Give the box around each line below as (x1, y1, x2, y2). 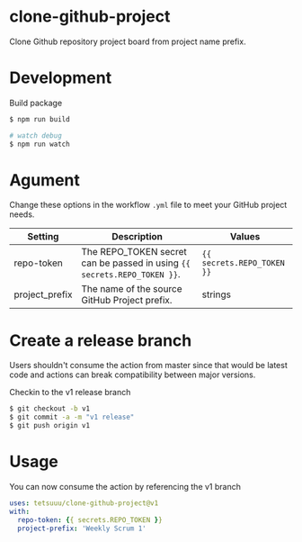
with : (9, 507, 30, 516)
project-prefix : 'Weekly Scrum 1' (17, 524, 147, 533)
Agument (9, 169, 81, 190)
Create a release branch (9, 330, 192, 350)
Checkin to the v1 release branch (9, 387, 131, 398)
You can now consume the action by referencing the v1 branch (9, 481, 241, 492)
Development (9, 68, 112, 88)
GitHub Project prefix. (80, 294, 173, 307)
